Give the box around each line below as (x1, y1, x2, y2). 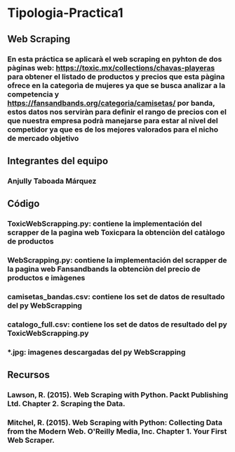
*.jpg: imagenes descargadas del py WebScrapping (7, 347, 186, 357)
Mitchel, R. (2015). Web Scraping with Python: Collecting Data (7, 418, 223, 427)
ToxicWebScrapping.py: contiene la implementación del (7, 219, 202, 229)
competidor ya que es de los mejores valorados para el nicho (7, 125, 219, 134)
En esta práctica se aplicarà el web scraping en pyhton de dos (7, 54, 222, 64)
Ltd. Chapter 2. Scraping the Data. (7, 399, 126, 409)
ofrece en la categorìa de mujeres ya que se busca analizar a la (7, 80, 226, 90)
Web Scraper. (7, 435, 55, 445)
